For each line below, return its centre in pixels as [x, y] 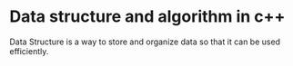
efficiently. [29, 51]
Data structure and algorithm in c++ [147, 17]
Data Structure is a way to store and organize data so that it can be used [145, 42]
